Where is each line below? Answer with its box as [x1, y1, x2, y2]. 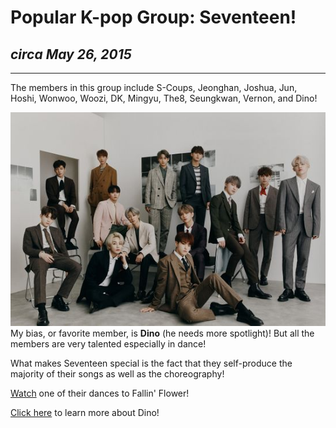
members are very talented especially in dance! [10, 337, 207, 350]
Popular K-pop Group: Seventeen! [10, 6, 297, 29]
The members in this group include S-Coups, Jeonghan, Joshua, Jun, [10, 82, 298, 93]
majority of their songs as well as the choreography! [10, 367, 225, 380]
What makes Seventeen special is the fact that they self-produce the [10, 357, 293, 369]
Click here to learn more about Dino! [10, 406, 160, 418]
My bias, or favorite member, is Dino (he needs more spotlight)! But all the [10, 327, 315, 339]
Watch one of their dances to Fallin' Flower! [10, 387, 190, 399]
